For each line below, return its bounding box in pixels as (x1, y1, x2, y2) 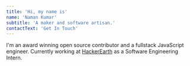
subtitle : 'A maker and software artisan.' (6, 20, 116, 26)
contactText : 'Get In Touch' (6, 25, 78, 32)
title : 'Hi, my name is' (6, 8, 68, 15)
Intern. (6, 54, 23, 61)
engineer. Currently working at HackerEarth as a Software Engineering (6, 48, 179, 55)
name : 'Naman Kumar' (6, 14, 58, 20)
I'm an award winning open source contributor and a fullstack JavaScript (6, 42, 184, 49)
